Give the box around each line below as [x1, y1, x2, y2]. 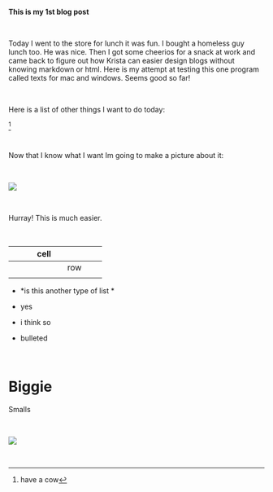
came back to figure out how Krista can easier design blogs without [8, 56, 235, 65]
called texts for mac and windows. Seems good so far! [8, 73, 191, 82]
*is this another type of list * [19, 286, 115, 296]
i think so [19, 318, 51, 327]
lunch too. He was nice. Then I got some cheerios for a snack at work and [8, 47, 256, 56]
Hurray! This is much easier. [8, 213, 102, 222]
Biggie [8, 378, 53, 396]
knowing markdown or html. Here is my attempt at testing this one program [8, 64, 260, 74]
